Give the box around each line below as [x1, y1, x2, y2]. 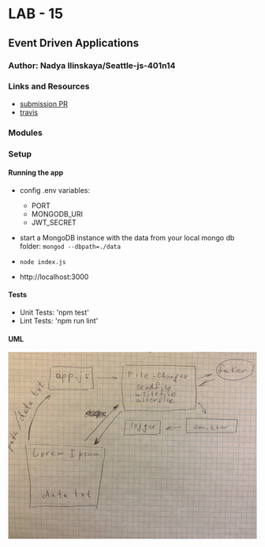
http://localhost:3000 [19, 272, 89, 281]
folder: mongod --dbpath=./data [19, 241, 121, 251]
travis [19, 108, 38, 117]
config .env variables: [19, 185, 91, 194]
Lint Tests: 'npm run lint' [19, 316, 99, 326]
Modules [8, 127, 43, 138]
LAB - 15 [8, 5, 64, 23]
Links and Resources [8, 81, 90, 92]
